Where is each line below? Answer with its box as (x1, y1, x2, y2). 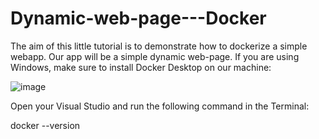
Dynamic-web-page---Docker (10, 7, 267, 30)
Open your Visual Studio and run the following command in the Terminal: (10, 100, 310, 112)
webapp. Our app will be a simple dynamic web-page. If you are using (10, 50, 300, 62)
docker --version (10, 119, 81, 131)
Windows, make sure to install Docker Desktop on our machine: (10, 61, 272, 73)
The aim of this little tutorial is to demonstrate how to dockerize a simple (10, 40, 308, 52)
